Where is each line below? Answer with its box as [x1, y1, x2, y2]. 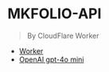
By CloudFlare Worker [26, 31, 100, 40]
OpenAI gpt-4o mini [18, 55, 84, 64]
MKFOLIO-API [7, 5, 102, 23]
